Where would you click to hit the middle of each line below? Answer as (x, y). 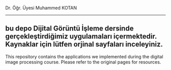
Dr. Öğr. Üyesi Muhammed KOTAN (41, 8)
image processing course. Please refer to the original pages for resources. (83, 62)
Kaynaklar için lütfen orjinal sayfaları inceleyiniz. (84, 44)
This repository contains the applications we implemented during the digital (84, 56)
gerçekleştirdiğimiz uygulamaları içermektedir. (81, 36)
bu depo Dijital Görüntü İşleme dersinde (69, 29)
